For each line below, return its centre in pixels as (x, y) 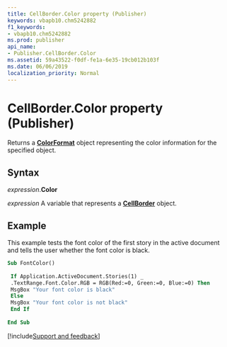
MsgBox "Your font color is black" (63, 290)
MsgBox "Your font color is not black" (69, 303)
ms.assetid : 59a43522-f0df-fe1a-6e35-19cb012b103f (83, 60)
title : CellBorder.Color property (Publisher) (77, 14)
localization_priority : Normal (53, 73)
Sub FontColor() (31, 263)
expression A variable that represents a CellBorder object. (92, 203)
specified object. (32, 150)
